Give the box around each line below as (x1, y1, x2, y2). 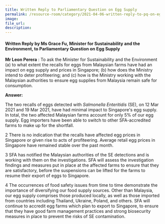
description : (5, 25, 32, 30)
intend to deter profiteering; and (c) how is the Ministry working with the (5, 72, 151, 78)
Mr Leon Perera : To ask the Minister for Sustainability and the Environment (5, 57, 158, 63)
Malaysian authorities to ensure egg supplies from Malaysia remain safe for (5, 77, 157, 83)
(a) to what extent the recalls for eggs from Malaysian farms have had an (5, 62, 152, 68)
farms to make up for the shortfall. (5, 123, 74, 128)
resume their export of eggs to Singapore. (5, 173, 90, 179)
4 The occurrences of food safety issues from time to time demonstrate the (5, 182, 158, 188)
